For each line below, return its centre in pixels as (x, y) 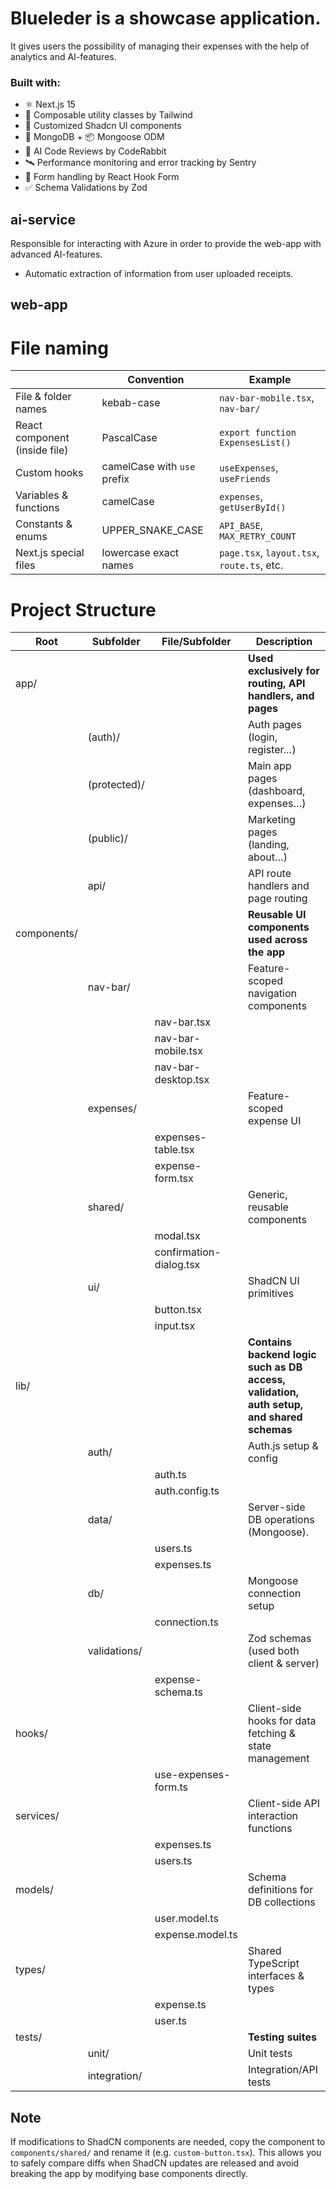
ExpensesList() (255, 443)
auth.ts (170, 1475)
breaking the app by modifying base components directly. (129, 2174)
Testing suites (282, 2037)
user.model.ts (186, 1919)
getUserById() (253, 508)
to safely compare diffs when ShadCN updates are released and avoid (155, 2163)
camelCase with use (148, 467)
